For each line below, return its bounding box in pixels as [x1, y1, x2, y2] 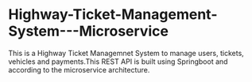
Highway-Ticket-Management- [8, 6, 218, 24]
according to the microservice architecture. [8, 65, 150, 74]
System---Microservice [8, 22, 169, 40]
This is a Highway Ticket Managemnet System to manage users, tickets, [8, 48, 244, 58]
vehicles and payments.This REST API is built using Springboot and [8, 57, 228, 66]
